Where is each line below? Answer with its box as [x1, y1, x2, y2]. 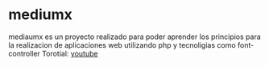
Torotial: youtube [41, 49, 98, 58]
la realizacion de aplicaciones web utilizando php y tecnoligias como [8, 40, 236, 49]
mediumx [8, 6, 72, 24]
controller [8, 49, 40, 58]
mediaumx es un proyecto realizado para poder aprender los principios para [8, 32, 262, 41]
